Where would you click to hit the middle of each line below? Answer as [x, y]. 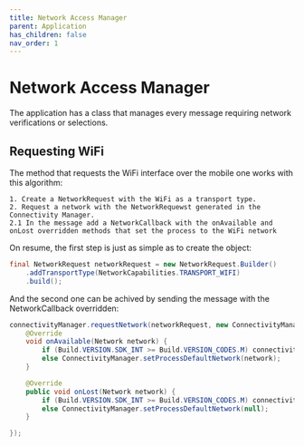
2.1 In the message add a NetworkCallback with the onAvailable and [141, 223]
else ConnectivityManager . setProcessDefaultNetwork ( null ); [156, 409]
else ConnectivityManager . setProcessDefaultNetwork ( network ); [161, 359]
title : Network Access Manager [68, 18]
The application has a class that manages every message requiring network [151, 113]
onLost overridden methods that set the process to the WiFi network [143, 231]
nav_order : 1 [34, 43]
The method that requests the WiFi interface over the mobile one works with [152, 173]
